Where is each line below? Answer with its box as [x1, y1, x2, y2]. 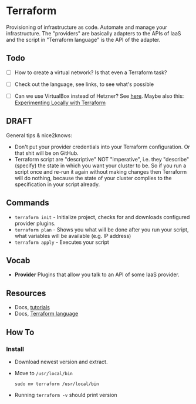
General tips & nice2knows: [6, 131, 72, 139]
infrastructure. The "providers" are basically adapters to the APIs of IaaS [6, 29, 181, 37]
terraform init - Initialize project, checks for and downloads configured [14, 213, 190, 220]
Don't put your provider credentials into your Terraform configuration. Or [14, 143, 191, 150]
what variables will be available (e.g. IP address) [14, 232, 131, 239]
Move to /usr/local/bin [14, 369, 73, 376]
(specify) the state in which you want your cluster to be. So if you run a [14, 162, 187, 169]
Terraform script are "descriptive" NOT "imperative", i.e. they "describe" [14, 155, 190, 163]
